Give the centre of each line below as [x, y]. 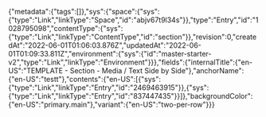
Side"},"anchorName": [207, 70]
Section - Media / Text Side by [119, 70]
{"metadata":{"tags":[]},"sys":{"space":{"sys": [84, 12]
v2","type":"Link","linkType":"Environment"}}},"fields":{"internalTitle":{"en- [131, 62]
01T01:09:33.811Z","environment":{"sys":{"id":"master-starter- [110, 54]
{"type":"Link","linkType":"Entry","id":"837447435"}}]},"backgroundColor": [131, 96]
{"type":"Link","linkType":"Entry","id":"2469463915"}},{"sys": [109, 88]
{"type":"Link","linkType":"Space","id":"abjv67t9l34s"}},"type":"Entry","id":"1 [133, 20]
